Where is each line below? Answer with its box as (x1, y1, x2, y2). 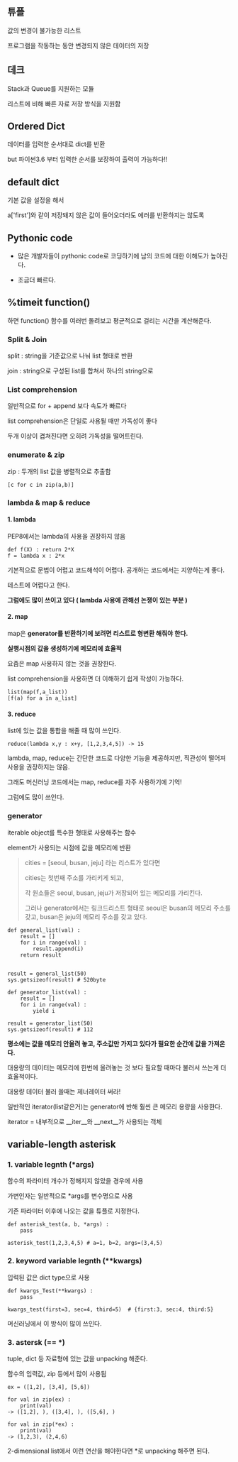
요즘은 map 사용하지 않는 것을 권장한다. (7, 659, 117, 668)
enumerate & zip (7, 450, 65, 460)
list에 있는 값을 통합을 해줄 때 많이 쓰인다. (7, 726, 122, 735)
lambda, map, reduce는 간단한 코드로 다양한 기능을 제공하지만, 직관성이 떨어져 (7, 754, 226, 762)
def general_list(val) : (7, 926, 81, 934)
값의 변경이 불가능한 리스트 (7, 26, 81, 35)
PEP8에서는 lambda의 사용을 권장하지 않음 (7, 532, 126, 540)
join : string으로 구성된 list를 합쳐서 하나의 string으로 (7, 367, 154, 375)
